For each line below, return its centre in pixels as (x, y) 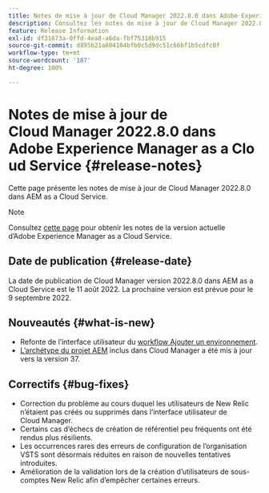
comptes (34, 480)
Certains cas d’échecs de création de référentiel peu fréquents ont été (136, 429)
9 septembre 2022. (40, 297)
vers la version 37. (50, 359)
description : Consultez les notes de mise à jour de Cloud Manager (123, 23)
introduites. (38, 463)
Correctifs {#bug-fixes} (69, 384)
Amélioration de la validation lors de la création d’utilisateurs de (124, 472)
